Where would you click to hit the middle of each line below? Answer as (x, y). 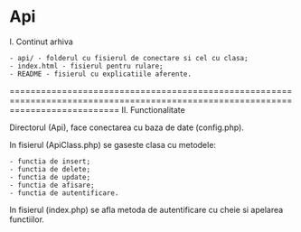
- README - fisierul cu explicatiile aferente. (101, 74)
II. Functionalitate (153, 109)
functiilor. (27, 219)
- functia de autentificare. (64, 193)
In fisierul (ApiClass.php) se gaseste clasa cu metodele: (113, 144)
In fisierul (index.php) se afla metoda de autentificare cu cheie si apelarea (146, 209)
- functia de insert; (50, 161)
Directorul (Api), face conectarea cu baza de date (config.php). (127, 127)
